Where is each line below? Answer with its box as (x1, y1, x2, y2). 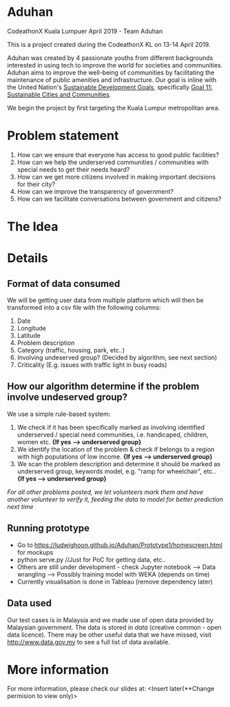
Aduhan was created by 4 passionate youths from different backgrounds (7, 53, 213, 62)
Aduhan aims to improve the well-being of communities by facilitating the (7, 68, 215, 77)
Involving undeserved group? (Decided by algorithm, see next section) (17, 353, 218, 362)
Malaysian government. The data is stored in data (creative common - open (7, 623, 222, 631)
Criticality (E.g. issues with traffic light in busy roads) (17, 361, 167, 369)
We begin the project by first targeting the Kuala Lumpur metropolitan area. (7, 103, 220, 112)
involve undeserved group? (7, 391, 128, 404)
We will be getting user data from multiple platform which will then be (7, 296, 205, 304)
